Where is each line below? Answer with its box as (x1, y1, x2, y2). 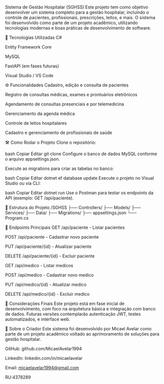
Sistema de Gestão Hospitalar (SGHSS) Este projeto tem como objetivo (5, 4, 148, 10)
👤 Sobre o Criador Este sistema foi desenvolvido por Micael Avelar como (5, 326, 152, 331)
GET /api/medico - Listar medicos (5, 263, 74, 268)
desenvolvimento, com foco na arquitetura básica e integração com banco (5, 306, 156, 311)
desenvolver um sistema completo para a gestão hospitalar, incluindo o (5, 9, 149, 15)
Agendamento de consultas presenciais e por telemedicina (5, 101, 124, 107)
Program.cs (5, 215, 28, 220)
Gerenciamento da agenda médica (5, 110, 75, 116)
